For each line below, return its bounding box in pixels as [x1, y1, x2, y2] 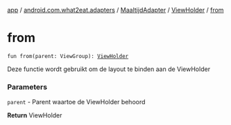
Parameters [7, 82, 47, 92]
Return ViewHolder [7, 111, 62, 119]
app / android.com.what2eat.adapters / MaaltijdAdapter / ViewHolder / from [7, 6, 224, 14]
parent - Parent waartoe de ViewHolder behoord [7, 98, 146, 106]
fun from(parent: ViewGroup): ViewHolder [7, 52, 129, 59]
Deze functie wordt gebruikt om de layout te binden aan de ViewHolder [7, 65, 210, 73]
